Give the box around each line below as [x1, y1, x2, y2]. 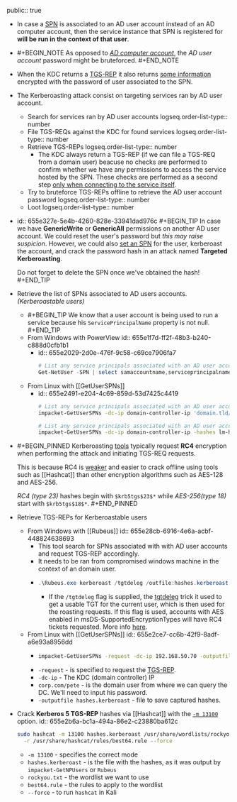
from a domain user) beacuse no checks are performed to [37, 158, 208, 166]
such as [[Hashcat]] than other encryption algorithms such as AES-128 [16, 471, 224, 479]
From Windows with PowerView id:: [27, 334, 131, 341]
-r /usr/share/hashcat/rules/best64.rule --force [23, 737, 173, 745]
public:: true [6, 6, 42, 14]
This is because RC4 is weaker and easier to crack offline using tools [16, 463, 219, 471]
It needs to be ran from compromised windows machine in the [37, 557, 219, 566]
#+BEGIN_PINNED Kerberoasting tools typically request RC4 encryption [16, 441, 227, 450]
